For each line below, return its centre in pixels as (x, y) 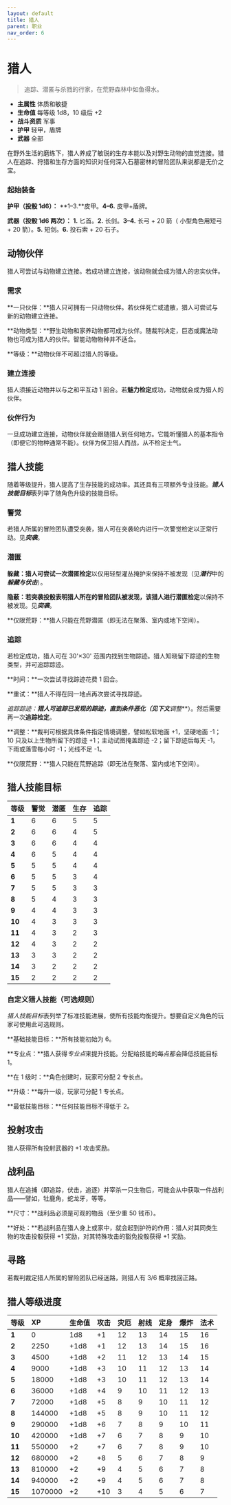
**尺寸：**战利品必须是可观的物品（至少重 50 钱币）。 (84, 1213)
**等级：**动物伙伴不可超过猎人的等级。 (65, 354)
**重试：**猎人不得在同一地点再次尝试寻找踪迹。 (77, 694)
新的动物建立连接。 (34, 316)
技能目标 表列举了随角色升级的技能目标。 (64, 493)
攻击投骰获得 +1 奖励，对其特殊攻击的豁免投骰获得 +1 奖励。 (104, 1236)
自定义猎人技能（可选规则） (53, 999)
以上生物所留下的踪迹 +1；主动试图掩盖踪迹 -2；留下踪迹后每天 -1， (123, 740)
